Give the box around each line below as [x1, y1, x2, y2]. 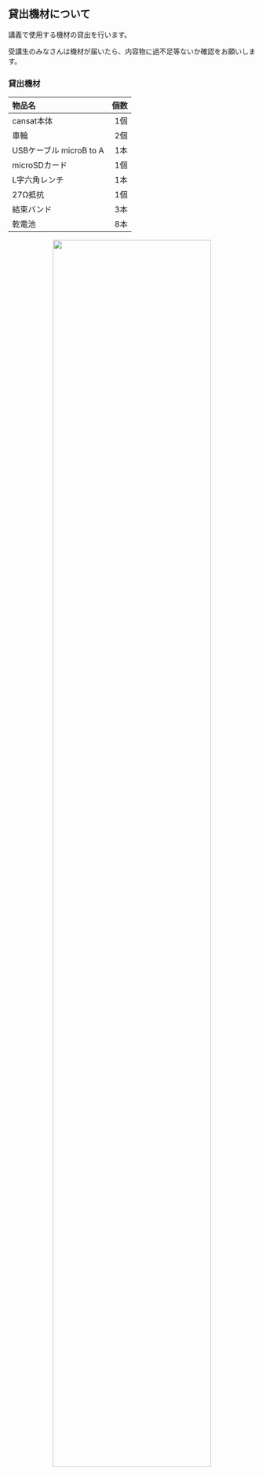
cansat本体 [12, 116, 53, 127]
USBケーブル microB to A [12, 145, 104, 156]
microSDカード [12, 160, 68, 171]
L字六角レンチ [12, 175, 64, 186]
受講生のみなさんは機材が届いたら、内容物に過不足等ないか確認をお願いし [8, 46, 249, 56]
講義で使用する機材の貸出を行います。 [8, 30, 132, 39]
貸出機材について [8, 7, 91, 21]
